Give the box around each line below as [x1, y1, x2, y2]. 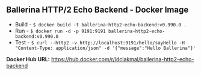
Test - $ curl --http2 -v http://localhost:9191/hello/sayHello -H [14, 38, 185, 46]
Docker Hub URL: [6, 55, 50, 62]
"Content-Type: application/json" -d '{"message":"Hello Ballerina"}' [14, 45, 196, 51]
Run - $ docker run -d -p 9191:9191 [14, 27, 107, 34]
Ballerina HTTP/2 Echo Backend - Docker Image [6, 5, 189, 15]
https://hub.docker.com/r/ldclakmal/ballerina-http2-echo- [51, 55, 194, 62]
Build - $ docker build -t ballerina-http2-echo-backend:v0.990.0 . [14, 20, 187, 28]
